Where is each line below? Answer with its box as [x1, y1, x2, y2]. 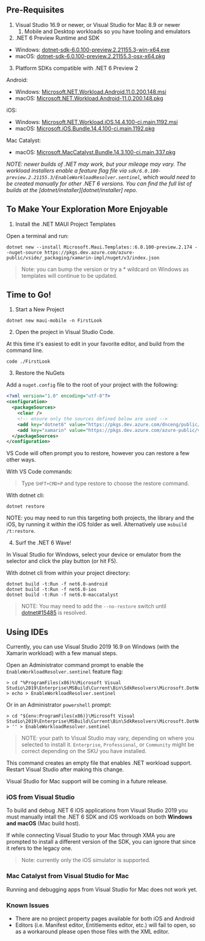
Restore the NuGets [15, 370, 65, 377]
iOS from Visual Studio [6, 793, 75, 802]
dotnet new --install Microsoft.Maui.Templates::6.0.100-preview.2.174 [6, 244, 192, 250]
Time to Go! [6, 290, 52, 300]
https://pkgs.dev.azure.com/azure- [45, 249, 135, 256]
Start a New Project [15, 306, 65, 313]
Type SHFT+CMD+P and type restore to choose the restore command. [21, 480, 190, 487]
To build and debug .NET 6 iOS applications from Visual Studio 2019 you [6, 807, 188, 814]
